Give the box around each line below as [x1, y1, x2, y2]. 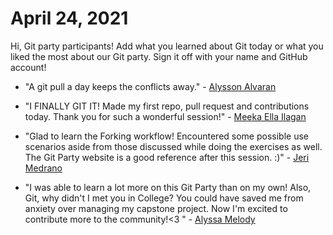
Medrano [24, 162, 63, 174]
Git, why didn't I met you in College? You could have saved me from [24, 192, 304, 204]
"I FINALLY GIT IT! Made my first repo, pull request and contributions [24, 100, 310, 112]
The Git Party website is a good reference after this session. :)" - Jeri [24, 151, 310, 163]
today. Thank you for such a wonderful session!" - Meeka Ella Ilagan [24, 110, 307, 122]
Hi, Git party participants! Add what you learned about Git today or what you [10, 40, 324, 52]
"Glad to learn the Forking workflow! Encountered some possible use [24, 130, 309, 142]
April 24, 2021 [10, 7, 129, 30]
